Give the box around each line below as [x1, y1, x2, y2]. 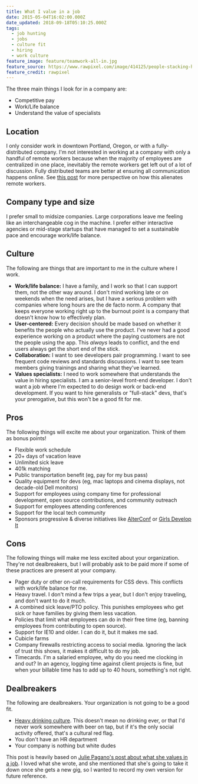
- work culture [11, 53, 49, 59]
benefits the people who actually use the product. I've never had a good [14, 326, 190, 333]
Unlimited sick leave [14, 459, 64, 466]
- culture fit [11, 42, 46, 48]
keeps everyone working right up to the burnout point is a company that [14, 307, 190, 314]
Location [6, 127, 39, 137]
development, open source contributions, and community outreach [14, 496, 177, 504]
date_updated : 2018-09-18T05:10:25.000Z [6, 20, 107, 25]
